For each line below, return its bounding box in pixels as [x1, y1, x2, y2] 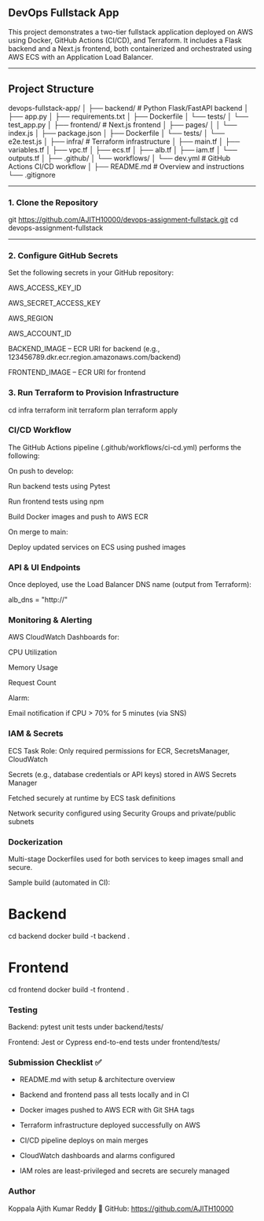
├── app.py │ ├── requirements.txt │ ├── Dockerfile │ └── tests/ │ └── [8, 112, 249, 121]
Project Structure [8, 82, 94, 96]
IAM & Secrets [8, 728, 64, 739]
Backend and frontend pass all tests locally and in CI [19, 1090, 190, 1099]
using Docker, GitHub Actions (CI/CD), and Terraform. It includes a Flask [8, 35, 242, 45]
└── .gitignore [8, 170, 57, 179]
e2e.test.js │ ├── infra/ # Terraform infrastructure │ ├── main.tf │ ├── [8, 137, 240, 146]
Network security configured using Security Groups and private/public [8, 808, 236, 818]
